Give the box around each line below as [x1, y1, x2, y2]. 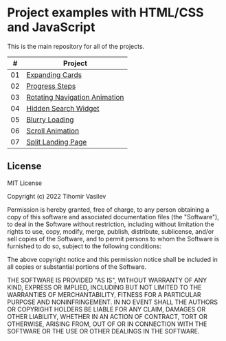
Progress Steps [26, 81, 76, 91]
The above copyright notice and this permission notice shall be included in [7, 255, 218, 263]
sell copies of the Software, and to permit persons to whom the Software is [7, 234, 220, 243]
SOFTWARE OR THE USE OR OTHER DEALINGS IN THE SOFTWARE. [7, 327, 200, 335]
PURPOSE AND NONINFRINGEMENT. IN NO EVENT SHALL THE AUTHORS [7, 298, 218, 306]
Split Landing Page [26, 137, 87, 146]
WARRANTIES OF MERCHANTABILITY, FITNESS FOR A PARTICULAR [7, 290, 201, 298]
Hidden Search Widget [26, 103, 100, 113]
